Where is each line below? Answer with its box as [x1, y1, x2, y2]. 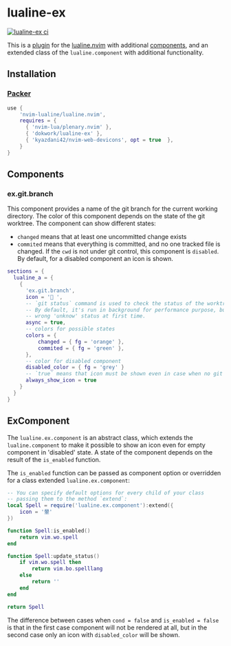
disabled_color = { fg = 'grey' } [25, 364, 125, 371]
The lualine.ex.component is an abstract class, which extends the [7, 433, 194, 441]
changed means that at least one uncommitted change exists [16, 233, 187, 241]
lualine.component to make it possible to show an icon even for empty [7, 441, 206, 449]
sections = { [7, 268, 45, 275]
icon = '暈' [19, 508, 53, 516]
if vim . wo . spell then [19, 559, 81, 566]
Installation [7, 68, 56, 80]
